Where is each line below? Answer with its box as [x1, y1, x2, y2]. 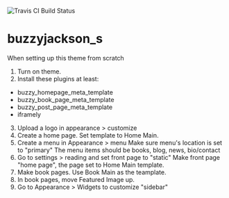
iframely [17, 110, 42, 118]
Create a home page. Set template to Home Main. [17, 131, 159, 139]
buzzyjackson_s [7, 31, 103, 47]
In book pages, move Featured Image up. [17, 175, 135, 183]
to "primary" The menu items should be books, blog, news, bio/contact [17, 146, 221, 154]
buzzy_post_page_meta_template [17, 103, 113, 111]
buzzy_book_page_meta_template [17, 95, 114, 104]
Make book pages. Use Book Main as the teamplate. [17, 167, 167, 176]
